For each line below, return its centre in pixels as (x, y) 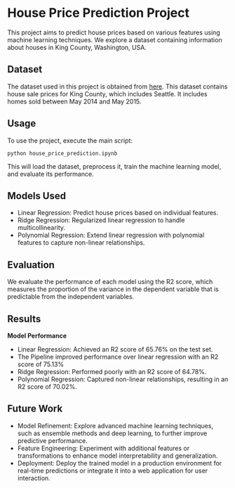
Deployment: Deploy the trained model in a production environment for (120, 463)
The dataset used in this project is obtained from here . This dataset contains (117, 86)
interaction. (34, 478)
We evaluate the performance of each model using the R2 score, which (110, 282)
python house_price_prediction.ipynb (62, 153)
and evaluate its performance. (51, 174)
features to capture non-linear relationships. (81, 243)
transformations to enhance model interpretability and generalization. (117, 456)
